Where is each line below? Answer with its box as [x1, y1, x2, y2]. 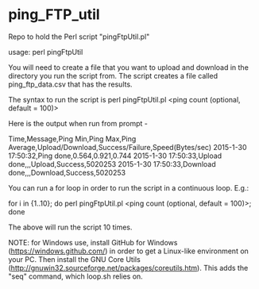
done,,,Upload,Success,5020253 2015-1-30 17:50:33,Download [8, 159, 216, 168]
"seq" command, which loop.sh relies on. [8, 272, 143, 281]
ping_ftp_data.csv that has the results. [8, 79, 133, 89]
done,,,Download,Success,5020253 [8, 168, 126, 177]
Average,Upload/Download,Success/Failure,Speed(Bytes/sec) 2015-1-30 [8, 142, 247, 152]
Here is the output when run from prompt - [8, 118, 149, 128]
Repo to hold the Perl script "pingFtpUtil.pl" [8, 32, 150, 41]
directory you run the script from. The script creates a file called [8, 71, 218, 80]
